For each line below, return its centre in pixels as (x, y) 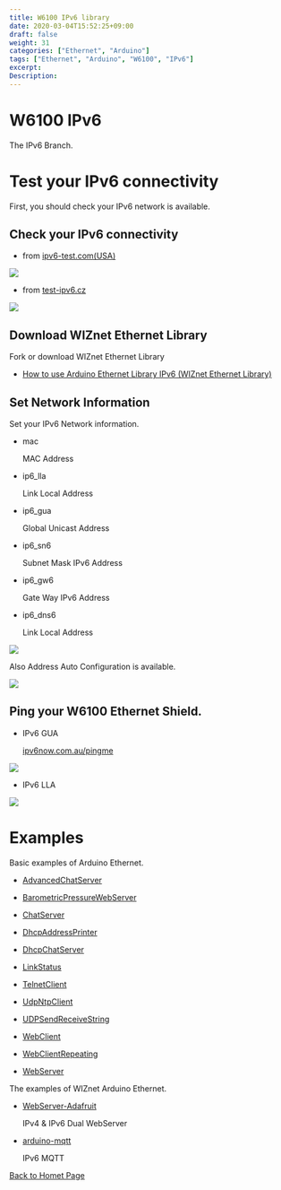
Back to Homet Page (47, 1175)
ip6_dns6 (39, 615)
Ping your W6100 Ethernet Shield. (106, 712)
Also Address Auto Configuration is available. (93, 667)
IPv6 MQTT (43, 1158)
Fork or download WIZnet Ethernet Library (87, 357)
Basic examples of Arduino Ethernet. (77, 863)
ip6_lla (34, 476)
